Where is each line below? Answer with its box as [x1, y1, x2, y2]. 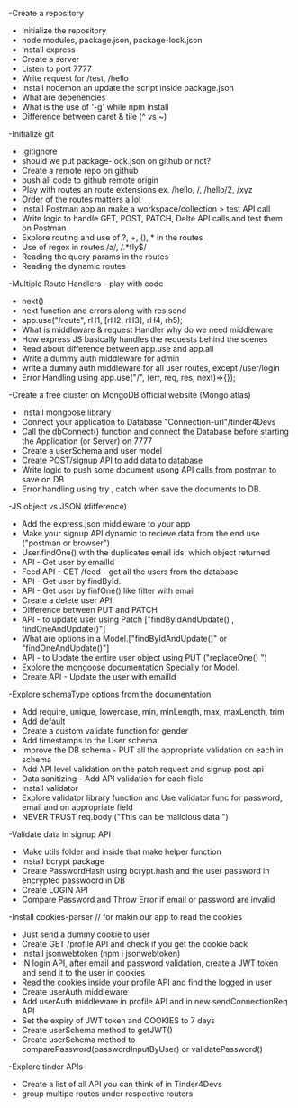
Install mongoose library [21, 407, 112, 418]
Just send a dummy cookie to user [21, 929, 150, 940]
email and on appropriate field [21, 802, 133, 813]
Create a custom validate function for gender [21, 725, 189, 736]
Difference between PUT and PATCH [21, 605, 158, 615]
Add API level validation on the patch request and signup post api [21, 764, 265, 774]
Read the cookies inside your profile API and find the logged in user [21, 977, 272, 987]
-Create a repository [8, 8, 85, 18]
